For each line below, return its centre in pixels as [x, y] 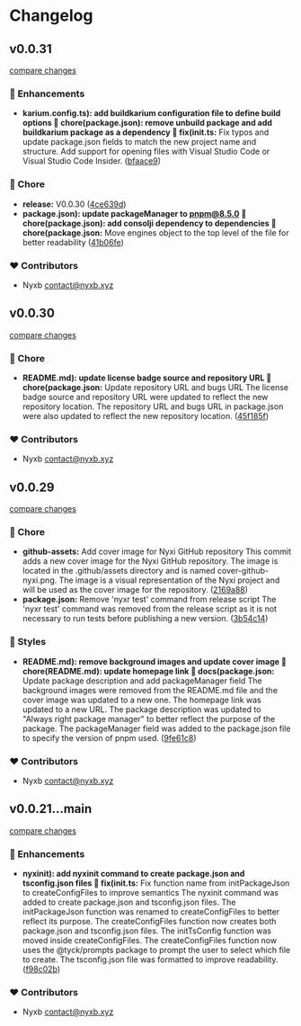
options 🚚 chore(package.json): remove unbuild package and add [147, 123]
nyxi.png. [40, 580]
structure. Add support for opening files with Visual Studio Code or [146, 152]
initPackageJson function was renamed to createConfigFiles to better [151, 912]
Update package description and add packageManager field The [142, 681]
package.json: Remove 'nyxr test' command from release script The [149, 600]
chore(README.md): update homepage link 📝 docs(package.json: [148, 671]
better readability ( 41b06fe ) [73, 242]
